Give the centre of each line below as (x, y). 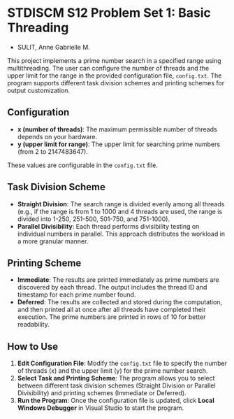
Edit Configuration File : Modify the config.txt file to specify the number (122, 363)
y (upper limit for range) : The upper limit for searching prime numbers (119, 144)
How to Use (33, 347)
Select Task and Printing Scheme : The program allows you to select (116, 378)
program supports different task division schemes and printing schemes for (116, 83)
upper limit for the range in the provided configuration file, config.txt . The (115, 76)
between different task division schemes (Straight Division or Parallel (116, 385)
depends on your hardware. (57, 136)
